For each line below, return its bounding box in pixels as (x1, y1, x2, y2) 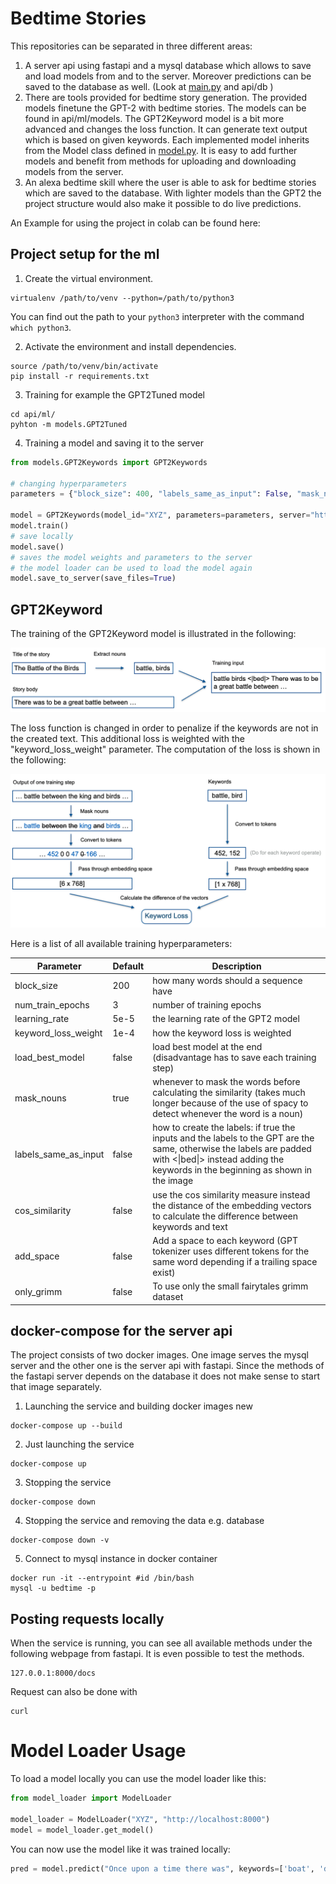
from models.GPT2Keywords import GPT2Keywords (10, 457, 208, 467)
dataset (152, 1291, 184, 1303)
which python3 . (10, 321, 72, 333)
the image (152, 1175, 194, 1187)
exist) (152, 1266, 176, 1278)
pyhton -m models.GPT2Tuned (10, 419, 128, 429)
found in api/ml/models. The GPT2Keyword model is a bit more (24, 112, 285, 124)
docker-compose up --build (10, 1421, 123, 1431)
